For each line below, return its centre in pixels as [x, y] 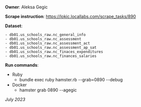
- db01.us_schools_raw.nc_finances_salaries [51, 56]
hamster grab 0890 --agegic [48, 90]
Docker [19, 85]
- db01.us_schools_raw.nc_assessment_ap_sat [51, 48]
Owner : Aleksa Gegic [26, 7]
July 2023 [15, 99]
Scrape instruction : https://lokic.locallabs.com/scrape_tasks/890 [70, 16]
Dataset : [14, 26]
